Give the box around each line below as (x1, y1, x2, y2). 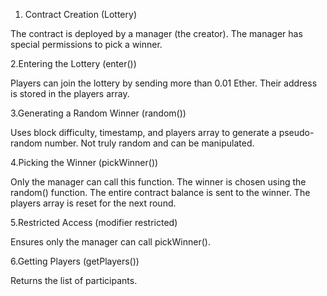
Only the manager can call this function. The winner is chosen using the (10, 176, 307, 188)
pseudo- (278, 127, 315, 138)
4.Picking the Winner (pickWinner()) (10, 157, 159, 168)
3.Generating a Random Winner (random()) (10, 107, 187, 119)
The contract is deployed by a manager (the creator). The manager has (10, 28, 303, 39)
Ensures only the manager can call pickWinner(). (10, 236, 211, 248)
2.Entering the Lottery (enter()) (10, 58, 137, 69)
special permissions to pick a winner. (10, 39, 163, 50)
